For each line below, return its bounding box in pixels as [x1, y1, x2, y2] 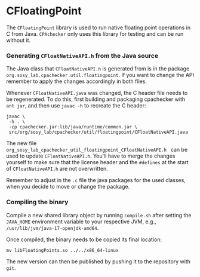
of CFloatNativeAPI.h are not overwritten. [6, 165, 109, 173]
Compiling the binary [6, 198, 69, 207]
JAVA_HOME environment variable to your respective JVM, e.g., [6, 218, 156, 225]
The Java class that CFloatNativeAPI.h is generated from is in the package [6, 65, 190, 72]
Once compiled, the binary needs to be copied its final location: [6, 236, 162, 243]
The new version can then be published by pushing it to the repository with [6, 258, 191, 265]
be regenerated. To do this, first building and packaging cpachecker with [6, 96, 186, 103]
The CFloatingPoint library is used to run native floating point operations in [6, 24, 191, 31]
